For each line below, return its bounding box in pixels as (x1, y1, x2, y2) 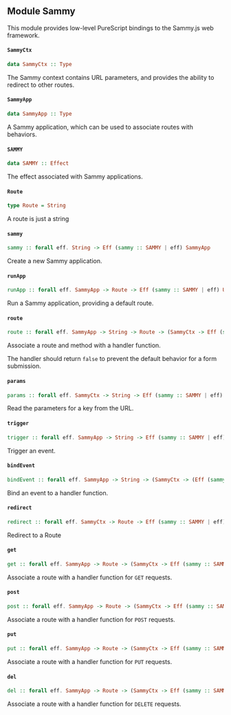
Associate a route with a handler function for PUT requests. (7, 657, 173, 665)
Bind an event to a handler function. (7, 488, 109, 497)
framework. (7, 31, 40, 39)
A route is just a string (7, 215, 69, 223)
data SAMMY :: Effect (7, 160, 69, 167)
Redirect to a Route (7, 530, 62, 539)
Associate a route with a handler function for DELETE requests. (7, 699, 181, 708)
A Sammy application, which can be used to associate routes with (7, 123, 194, 131)
